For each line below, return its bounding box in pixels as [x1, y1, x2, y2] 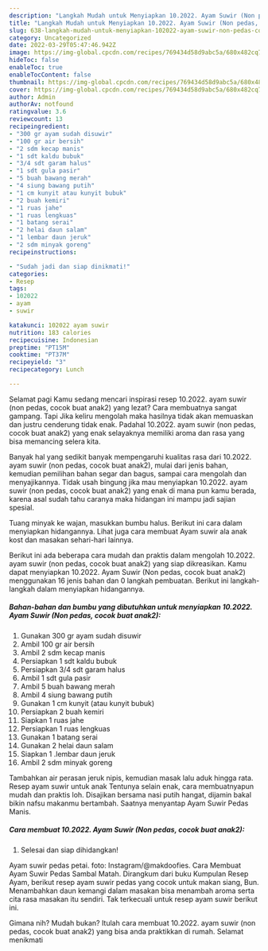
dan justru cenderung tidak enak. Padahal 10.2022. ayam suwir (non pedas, [9, 419, 257, 429]
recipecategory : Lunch [9, 366, 84, 374]
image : [9, 49, 31, 56]
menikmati [9, 935, 43, 945]
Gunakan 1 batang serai [20, 732, 98, 742]
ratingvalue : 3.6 [9, 108, 67, 116]
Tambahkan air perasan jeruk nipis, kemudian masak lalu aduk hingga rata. [9, 773, 254, 782]
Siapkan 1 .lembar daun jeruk [20, 749, 116, 759]
